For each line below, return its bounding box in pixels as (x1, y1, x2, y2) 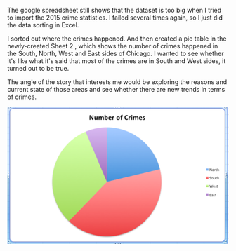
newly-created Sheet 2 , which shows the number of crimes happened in (7, 42, 218, 50)
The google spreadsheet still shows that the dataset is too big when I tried (7, 6, 222, 14)
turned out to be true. (7, 65, 70, 72)
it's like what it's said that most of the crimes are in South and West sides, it (7, 57, 226, 65)
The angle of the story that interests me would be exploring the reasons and (7, 78, 227, 86)
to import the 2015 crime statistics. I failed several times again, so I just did (7, 13, 223, 22)
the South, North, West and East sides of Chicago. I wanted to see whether (7, 49, 224, 57)
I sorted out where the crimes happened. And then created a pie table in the (7, 34, 227, 43)
